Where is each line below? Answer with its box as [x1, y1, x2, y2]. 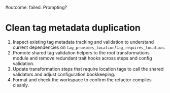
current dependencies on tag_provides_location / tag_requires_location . [12, 44, 165, 50]
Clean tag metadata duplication [5, 22, 141, 34]
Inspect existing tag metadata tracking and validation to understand [12, 39, 154, 45]
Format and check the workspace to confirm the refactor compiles [12, 76, 152, 83]
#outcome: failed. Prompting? [5, 5, 67, 10]
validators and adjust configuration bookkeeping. [12, 71, 116, 77]
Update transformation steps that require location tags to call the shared [12, 66, 164, 72]
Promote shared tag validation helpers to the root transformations [12, 49, 150, 55]
